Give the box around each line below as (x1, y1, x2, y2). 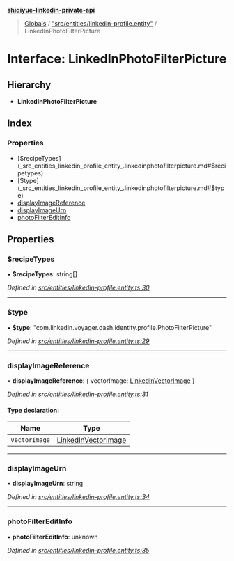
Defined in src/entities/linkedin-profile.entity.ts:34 (7, 493, 150, 501)
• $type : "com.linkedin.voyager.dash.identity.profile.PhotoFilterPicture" (7, 323, 212, 331)
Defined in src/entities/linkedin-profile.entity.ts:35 (7, 546, 150, 554)
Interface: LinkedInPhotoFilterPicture (7, 52, 227, 67)
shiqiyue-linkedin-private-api (7, 6, 95, 14)
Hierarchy (7, 79, 52, 90)
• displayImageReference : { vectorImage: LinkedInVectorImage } (7, 376, 195, 385)
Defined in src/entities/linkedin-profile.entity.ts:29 (7, 337, 150, 345)
